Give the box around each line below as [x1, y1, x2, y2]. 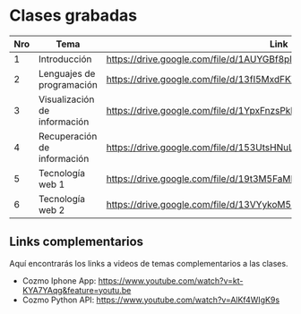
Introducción [39, 53, 92, 65]
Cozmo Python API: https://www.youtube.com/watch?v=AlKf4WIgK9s [21, 294, 280, 305]
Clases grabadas [9, 5, 137, 26]
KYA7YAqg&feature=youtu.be [21, 284, 132, 295]
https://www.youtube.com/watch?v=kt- [98, 275, 244, 286]
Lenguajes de [39, 67, 96, 80]
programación [39, 78, 99, 90]
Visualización [39, 93, 95, 106]
